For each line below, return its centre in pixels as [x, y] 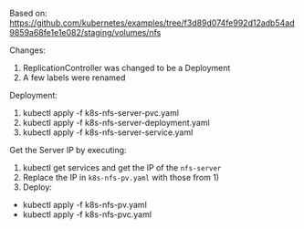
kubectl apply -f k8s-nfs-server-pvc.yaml [101, 113]
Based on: [28, 13]
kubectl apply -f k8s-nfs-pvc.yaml [87, 214]
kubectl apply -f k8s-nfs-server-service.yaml [108, 132]
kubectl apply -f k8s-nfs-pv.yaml [85, 205]
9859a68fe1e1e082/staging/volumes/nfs [85, 32]
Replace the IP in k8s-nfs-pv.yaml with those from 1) [121, 177]
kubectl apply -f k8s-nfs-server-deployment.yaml [116, 123]
